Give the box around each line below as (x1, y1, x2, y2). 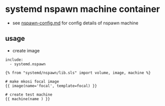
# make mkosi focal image (5, 79, 59, 84)
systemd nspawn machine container (5, 3, 160, 15)
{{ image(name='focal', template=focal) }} (5, 83, 97, 88)
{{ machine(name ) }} (5, 96, 50, 102)
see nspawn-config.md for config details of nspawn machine (12, 20, 138, 26)
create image (12, 47, 40, 53)
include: (5, 57, 23, 62)
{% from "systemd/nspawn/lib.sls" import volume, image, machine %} (5, 70, 151, 75)
